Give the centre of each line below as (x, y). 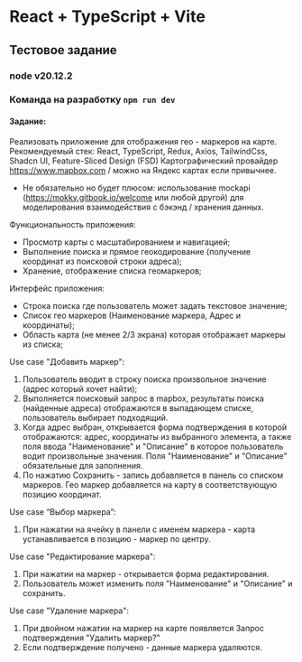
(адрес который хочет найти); (80, 388)
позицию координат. (62, 494)
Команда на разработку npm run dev (92, 99)
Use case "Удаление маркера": (69, 611)
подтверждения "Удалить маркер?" (91, 638)
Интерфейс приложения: (57, 288)
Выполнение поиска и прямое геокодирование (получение (136, 251)
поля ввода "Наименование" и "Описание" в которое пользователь (153, 446)
